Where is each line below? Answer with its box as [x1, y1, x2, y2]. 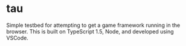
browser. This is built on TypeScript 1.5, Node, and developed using [6, 27, 174, 35]
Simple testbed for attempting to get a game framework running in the [6, 22, 181, 29]
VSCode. [6, 34, 29, 41]
